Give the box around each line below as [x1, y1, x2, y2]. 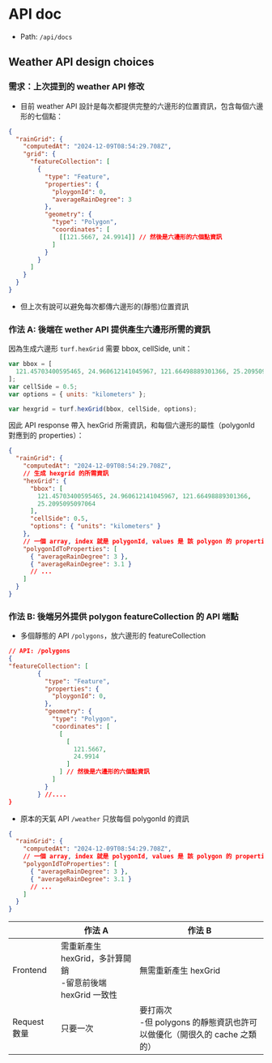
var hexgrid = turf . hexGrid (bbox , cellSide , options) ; [8, 405, 198, 413]
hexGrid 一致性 [60, 989, 117, 1001]
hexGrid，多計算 [60, 953, 124, 964]
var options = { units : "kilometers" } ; [8, 390, 147, 398]
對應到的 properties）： [8, 431, 84, 441]
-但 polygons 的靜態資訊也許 [139, 1017, 249, 1028]
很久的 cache [188, 1029, 239, 1040]
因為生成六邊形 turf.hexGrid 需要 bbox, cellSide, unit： [8, 344, 193, 354]
